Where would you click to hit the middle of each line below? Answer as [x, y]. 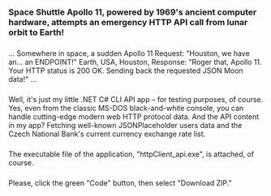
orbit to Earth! [37, 32]
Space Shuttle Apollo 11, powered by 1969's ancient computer [133, 12]
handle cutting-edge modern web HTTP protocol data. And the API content [134, 117]
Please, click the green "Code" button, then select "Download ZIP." [120, 183]
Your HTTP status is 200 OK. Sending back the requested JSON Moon [126, 70]
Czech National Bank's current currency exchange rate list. [107, 134]
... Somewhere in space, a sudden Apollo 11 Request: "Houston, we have [129, 53]
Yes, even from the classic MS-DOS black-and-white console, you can [126, 108]
